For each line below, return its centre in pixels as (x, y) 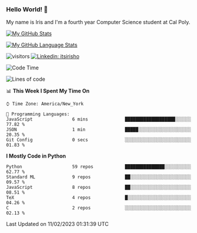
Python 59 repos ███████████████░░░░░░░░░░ (99, 167)
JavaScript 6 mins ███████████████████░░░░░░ (99, 119)
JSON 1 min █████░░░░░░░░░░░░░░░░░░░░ (99, 130)
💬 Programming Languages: (38, 114)
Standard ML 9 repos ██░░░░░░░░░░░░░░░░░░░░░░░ (99, 177)
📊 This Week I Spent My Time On (48, 91)
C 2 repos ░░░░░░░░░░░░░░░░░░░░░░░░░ (99, 208)
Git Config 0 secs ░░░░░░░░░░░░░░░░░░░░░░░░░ (99, 140)
